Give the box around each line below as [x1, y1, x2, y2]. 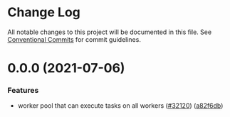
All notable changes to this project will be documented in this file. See [7, 28, 212, 36]
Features [7, 86, 39, 96]
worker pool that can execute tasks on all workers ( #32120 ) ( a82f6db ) [17, 101, 224, 110]
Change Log [7, 4, 80, 21]
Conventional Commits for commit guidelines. [7, 35, 141, 43]
